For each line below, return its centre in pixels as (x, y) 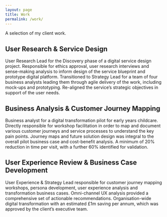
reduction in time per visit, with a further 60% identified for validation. (77, 147)
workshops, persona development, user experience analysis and (72, 188)
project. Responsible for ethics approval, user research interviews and (77, 66)
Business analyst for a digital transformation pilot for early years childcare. (82, 120)
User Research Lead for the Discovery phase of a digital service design (78, 61)
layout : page (19, 10)
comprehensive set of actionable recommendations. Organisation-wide (78, 198)
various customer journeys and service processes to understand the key (80, 131)
